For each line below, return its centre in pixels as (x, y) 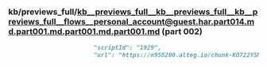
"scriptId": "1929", (127, 48)
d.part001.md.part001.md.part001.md (84, 32)
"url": (104, 55)
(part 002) (182, 32)
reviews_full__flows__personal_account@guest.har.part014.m (132, 21)
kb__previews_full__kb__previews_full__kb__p (167, 12)
